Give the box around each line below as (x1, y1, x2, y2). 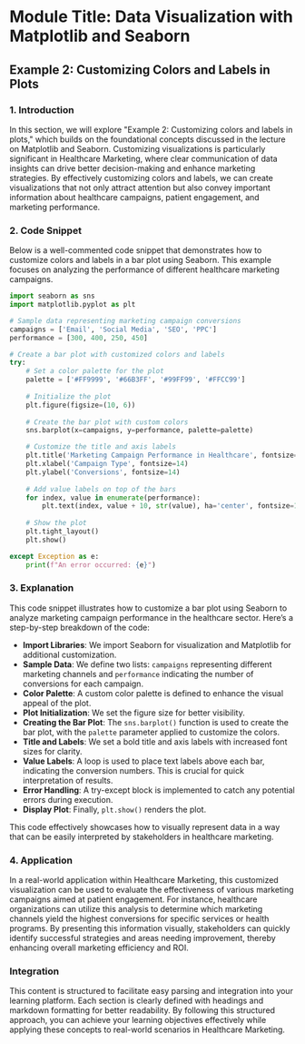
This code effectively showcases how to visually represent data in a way (9, 821, 280, 832)
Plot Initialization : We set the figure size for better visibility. (22, 707, 245, 718)
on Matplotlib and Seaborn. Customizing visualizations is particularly (9, 143, 266, 154)
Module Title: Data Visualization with (9, 6, 293, 27)
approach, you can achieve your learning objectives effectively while (9, 1015, 267, 1026)
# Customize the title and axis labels (25, 442, 177, 451)
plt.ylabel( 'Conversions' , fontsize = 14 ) (25, 467, 181, 477)
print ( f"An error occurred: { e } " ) (25, 560, 156, 570)
